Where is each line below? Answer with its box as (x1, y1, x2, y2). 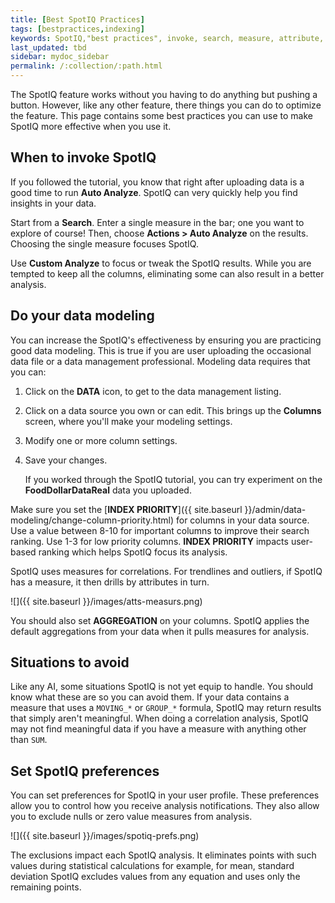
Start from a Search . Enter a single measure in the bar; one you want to (10, 216, 305, 228)
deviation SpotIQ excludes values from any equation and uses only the (10, 871, 301, 883)
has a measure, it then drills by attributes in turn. (10, 576, 210, 588)
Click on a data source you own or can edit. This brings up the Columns (24, 404, 322, 416)
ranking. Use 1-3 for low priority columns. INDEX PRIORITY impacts (10, 535, 289, 547)
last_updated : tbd (10, 42, 87, 53)
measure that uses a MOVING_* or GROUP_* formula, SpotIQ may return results (10, 702, 322, 714)
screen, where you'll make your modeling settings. (24, 415, 233, 427)
